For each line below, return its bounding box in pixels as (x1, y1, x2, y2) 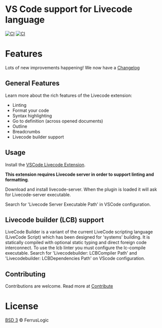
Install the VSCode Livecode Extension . (5, 161, 86, 168)
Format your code (12, 107, 49, 113)
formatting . (5, 176, 29, 183)
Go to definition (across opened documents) (12, 118, 103, 124)
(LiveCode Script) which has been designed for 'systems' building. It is (5, 234, 150, 240)
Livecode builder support (12, 134, 64, 140)
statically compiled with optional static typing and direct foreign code (5, 240, 147, 246)
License (5, 301, 39, 312)
